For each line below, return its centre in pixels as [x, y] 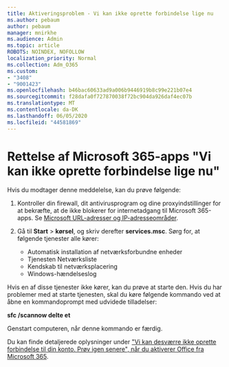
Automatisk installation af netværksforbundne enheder [105, 252]
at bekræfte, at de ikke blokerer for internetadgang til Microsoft [106, 211]
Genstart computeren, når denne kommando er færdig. [85, 328]
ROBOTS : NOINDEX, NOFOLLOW [46, 52]
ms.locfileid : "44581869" [44, 122]
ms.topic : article [33, 45]
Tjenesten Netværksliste [62, 260]
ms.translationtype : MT [41, 103]
